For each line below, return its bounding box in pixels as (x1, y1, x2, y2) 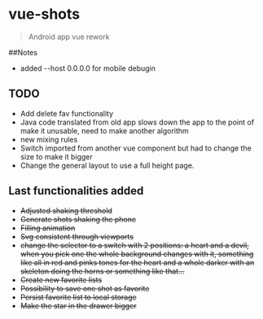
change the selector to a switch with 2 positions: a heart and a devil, (20, 240, 250, 250)
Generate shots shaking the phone (20, 214, 137, 224)
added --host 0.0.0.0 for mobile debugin (20, 63, 156, 73)
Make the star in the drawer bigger (20, 300, 137, 310)
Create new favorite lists (20, 274, 103, 285)
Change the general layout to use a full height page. (20, 160, 195, 170)
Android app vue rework (28, 32, 110, 42)
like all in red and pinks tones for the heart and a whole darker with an (20, 257, 255, 267)
